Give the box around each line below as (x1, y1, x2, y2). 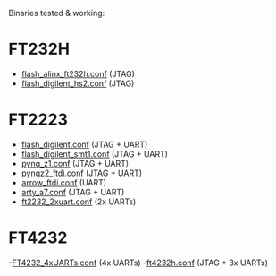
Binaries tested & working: (8, 8, 105, 18)
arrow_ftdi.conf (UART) (21, 177, 107, 187)
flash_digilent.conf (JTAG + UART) (21, 139, 148, 150)
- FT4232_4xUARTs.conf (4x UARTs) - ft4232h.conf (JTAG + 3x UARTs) (8, 257, 269, 268)
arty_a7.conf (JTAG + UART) (21, 186, 125, 197)
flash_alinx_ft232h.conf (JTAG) (21, 68, 136, 79)
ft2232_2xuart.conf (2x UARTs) (21, 196, 137, 207)
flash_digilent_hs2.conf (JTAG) (21, 78, 135, 89)
